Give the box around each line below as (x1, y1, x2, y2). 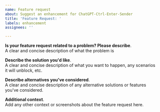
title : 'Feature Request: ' (5, 16, 62, 21)
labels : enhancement (5, 20, 47, 26)
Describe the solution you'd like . (5, 57, 72, 63)
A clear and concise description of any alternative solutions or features (5, 82, 146, 88)
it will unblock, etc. (5, 67, 43, 73)
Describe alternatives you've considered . (5, 77, 90, 83)
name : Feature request (5, 7, 51, 12)
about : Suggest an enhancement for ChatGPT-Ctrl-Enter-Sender (5, 12, 133, 16)
